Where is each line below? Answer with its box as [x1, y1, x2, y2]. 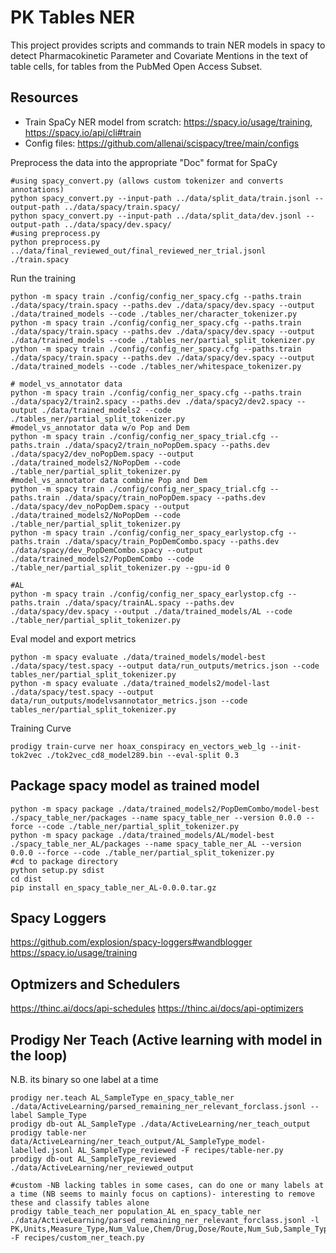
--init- [269, 741, 302, 751]
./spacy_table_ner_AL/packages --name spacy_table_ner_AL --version [10, 839, 302, 849]
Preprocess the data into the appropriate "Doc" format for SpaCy [10, 156, 278, 168]
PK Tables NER [10, 6, 135, 29]
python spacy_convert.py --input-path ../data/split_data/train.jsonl [10, 193, 311, 203]
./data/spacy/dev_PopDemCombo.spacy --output [10, 545, 203, 555]
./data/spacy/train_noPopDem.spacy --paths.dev [63, 492, 267, 503]
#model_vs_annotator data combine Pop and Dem [10, 475, 208, 485]
